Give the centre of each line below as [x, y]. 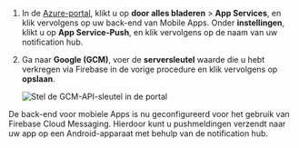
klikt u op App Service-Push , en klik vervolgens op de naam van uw [149, 32]
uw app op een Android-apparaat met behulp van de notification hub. [139, 133]
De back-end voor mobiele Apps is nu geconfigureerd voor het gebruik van [149, 114]
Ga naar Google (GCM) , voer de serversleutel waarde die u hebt [143, 59]
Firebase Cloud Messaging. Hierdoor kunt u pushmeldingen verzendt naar [147, 123]
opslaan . [38, 79]
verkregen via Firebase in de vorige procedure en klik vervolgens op [149, 69]
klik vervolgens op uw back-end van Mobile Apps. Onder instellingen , [153, 23]
